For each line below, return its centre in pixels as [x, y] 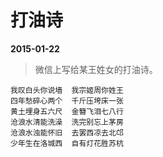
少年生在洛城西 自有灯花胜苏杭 [67, 143]
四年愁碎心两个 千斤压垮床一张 [67, 101]
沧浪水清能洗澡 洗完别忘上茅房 [67, 122]
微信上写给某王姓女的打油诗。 [96, 69]
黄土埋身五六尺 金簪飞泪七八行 [67, 111]
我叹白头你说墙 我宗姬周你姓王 [67, 90]
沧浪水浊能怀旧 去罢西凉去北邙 [67, 132]
